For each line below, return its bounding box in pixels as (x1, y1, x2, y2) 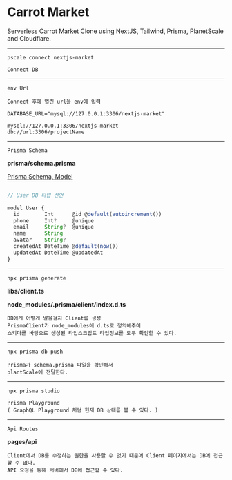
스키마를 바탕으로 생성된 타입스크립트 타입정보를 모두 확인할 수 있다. (7, 329, 177, 336)
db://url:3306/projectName (7, 128, 85, 135)
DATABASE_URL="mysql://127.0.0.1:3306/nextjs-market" (7, 110, 166, 117)
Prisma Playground (7, 399, 60, 406)
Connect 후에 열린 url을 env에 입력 (7, 98, 101, 105)
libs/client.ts (7, 287, 45, 295)
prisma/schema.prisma (7, 159, 76, 167)
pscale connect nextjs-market (7, 54, 95, 61)
